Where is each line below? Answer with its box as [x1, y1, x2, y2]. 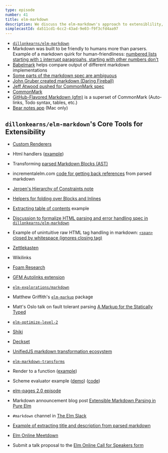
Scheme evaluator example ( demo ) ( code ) [12, 377, 100, 384]
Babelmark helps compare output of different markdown [12, 62, 130, 68]
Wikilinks [12, 254, 32, 260]
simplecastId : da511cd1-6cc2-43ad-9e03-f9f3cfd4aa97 [5, 26, 119, 31]
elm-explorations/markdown [12, 285, 70, 290]
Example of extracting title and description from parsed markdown [12, 422, 151, 429]
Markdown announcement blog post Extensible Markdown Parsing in [12, 397, 156, 403]
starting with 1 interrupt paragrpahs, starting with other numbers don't [12, 56, 159, 62]
